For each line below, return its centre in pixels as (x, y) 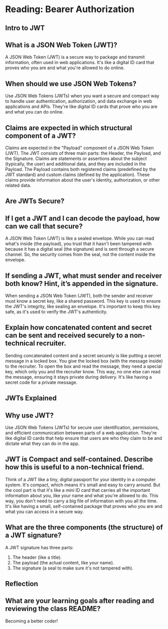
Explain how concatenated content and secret (78, 328)
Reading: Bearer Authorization (70, 9)
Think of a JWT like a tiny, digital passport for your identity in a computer (80, 479)
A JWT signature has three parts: (39, 547)
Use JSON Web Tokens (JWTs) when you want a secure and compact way (82, 96)
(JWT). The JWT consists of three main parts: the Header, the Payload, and (83, 153)
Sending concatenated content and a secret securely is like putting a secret (83, 355)
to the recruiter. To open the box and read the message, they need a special (83, 366)
